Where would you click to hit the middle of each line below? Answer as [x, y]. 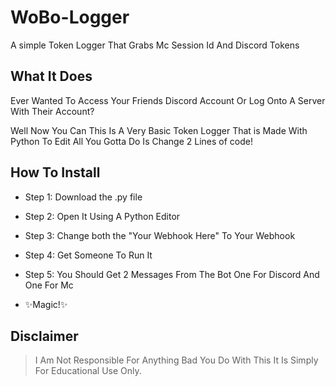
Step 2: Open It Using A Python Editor [102, 216]
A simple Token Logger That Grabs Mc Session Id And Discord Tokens [155, 45]
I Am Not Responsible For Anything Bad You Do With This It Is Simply [176, 360]
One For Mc [49, 285]
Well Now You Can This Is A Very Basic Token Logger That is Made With [159, 130]
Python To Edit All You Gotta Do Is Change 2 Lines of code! [131, 141]
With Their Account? [52, 111]
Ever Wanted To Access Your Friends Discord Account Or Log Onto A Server [168, 100]
